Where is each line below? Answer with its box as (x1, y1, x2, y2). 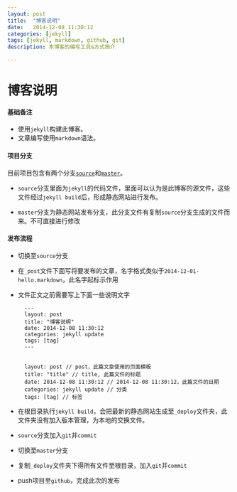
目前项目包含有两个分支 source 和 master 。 (7, 169, 126, 177)
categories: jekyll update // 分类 (24, 385, 128, 393)
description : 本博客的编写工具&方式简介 (7, 43, 116, 50)
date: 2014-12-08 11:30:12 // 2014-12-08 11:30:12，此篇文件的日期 (24, 378, 219, 385)
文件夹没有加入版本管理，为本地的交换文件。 (17, 415, 149, 424)
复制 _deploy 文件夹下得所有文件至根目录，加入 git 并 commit (17, 461, 187, 469)
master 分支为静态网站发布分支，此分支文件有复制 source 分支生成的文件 (17, 208, 224, 216)
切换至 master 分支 (17, 446, 69, 454)
